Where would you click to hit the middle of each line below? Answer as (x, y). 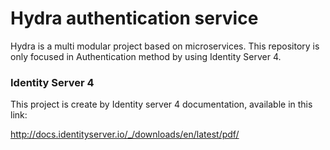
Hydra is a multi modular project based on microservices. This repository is (165, 46)
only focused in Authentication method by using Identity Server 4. (146, 56)
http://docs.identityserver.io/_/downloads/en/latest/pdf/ (125, 134)
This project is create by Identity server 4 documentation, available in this (161, 104)
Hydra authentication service (134, 18)
